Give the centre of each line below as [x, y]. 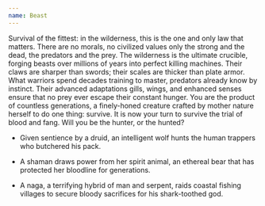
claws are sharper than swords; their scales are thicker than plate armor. [127, 71]
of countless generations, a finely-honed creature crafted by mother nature [131, 105]
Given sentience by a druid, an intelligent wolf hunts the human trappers [138, 137]
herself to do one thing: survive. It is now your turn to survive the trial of [126, 114]
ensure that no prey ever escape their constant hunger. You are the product [132, 97]
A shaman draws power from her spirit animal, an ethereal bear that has [137, 161]
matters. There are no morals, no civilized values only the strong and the [127, 46]
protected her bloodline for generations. [85, 170]
